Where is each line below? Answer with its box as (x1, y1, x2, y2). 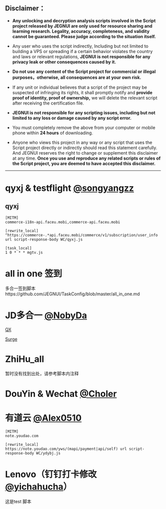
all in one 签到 (5, 268, 62, 279)
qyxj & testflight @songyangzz (5, 182, 134, 194)
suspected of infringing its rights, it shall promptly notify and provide (12, 89, 153, 95)
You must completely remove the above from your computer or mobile (12, 124, 156, 130)
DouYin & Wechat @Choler (5, 388, 117, 399)
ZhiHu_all (5, 353, 44, 365)
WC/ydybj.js (36, 451, 61, 455)
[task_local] (5, 245, 32, 251)
